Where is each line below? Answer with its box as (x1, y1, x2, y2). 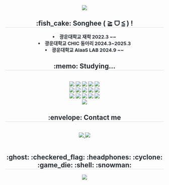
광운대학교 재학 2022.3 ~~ (59, 33, 117, 40)
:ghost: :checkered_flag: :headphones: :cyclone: (6, 153, 163, 161)
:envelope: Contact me (48, 113, 121, 122)
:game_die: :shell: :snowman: (37, 161, 132, 169)
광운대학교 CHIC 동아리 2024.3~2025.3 (44, 40, 131, 47)
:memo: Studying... (53, 62, 116, 71)
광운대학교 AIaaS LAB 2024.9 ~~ (52, 46, 124, 53)
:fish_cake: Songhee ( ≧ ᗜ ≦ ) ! (36, 19, 133, 28)
